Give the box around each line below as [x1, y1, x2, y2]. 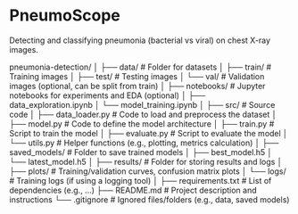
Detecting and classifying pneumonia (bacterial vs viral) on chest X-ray [9, 35, 270, 45]
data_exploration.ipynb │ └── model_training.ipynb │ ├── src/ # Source [9, 99, 276, 110]
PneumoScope [9, 5, 120, 26]
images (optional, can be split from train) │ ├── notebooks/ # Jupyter [9, 80, 266, 91]
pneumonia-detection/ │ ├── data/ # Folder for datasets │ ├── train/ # [9, 62, 272, 72]
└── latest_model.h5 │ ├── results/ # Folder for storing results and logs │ [9, 156, 283, 167]
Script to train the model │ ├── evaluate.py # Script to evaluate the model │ [9, 128, 288, 138]
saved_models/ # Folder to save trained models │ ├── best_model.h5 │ [9, 146, 273, 157]
